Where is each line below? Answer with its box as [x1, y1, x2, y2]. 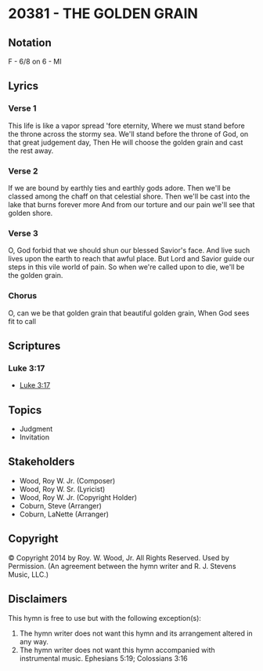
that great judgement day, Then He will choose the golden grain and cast [8, 137, 243, 147]
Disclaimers [8, 593, 68, 606]
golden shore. [8, 208, 53, 217]
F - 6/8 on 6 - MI [8, 57, 62, 66]
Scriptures [8, 339, 61, 352]
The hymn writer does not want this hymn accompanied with [19, 645, 215, 655]
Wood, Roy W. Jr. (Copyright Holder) [19, 492, 138, 502]
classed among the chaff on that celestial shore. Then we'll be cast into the [8, 191, 250, 201]
